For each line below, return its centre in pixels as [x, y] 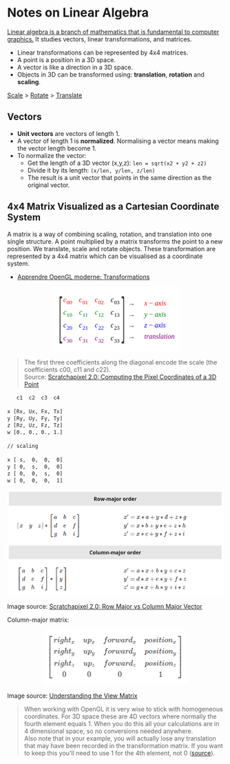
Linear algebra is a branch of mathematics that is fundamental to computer [113, 32]
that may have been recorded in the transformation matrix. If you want [124, 746]
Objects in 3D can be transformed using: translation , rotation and [111, 75]
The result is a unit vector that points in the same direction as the [119, 177]
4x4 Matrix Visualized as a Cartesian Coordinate [113, 207]
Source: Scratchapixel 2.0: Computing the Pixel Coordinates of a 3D [120, 377]
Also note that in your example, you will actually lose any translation [120, 738]
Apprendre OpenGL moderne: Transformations [83, 277]
